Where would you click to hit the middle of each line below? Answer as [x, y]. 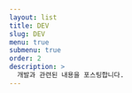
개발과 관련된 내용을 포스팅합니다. [71, 75]
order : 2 [25, 58]
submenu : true [35, 50]
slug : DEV [27, 34]
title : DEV [29, 26]
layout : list [33, 17]
